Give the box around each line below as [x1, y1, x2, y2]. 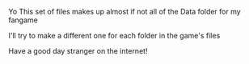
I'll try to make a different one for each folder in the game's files [8, 31, 221, 40]
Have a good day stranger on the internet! [8, 46, 148, 55]
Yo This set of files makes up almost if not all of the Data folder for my [8, 7, 241, 16]
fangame [8, 15, 38, 25]
